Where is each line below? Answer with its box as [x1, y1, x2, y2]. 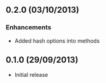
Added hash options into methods [14, 37, 100, 45]
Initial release [14, 71, 48, 78]
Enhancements [5, 23, 52, 32]
